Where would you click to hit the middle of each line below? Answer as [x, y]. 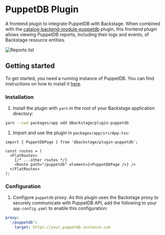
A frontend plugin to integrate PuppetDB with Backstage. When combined [83, 24]
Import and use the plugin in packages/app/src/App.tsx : [71, 133]
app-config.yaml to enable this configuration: [60, 208]
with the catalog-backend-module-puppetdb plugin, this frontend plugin [81, 29]
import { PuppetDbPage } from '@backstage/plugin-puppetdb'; [72, 142]
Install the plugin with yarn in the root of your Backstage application [84, 108]
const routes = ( [24, 151]
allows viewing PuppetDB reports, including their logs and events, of [77, 34]
